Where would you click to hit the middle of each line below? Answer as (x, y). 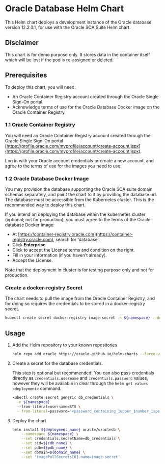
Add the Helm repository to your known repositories (65, 345)
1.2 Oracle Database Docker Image (47, 179)
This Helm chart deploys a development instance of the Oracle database (78, 22)
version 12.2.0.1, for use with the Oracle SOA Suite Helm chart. (68, 27)
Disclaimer (22, 43)
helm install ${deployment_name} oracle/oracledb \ (66, 430)
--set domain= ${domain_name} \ (53, 452)
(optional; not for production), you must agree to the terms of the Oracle (78, 220)
